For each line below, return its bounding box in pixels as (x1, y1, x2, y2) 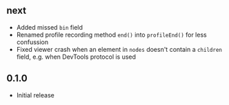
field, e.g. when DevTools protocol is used (16, 52, 136, 61)
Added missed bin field (16, 23, 83, 31)
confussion (16, 37, 49, 46)
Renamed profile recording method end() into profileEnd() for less (16, 30, 208, 39)
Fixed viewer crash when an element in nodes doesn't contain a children (16, 45, 222, 53)
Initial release (16, 90, 54, 99)
